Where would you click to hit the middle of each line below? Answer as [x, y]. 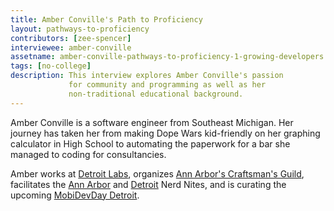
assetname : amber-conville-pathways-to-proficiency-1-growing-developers [167, 57]
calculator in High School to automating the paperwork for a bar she [150, 143]
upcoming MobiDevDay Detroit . [75, 195]
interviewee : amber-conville [71, 47]
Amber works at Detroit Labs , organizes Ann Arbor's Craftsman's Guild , [157, 173]
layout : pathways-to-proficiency [80, 29]
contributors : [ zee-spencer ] [71, 38]
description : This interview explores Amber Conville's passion [147, 76]
